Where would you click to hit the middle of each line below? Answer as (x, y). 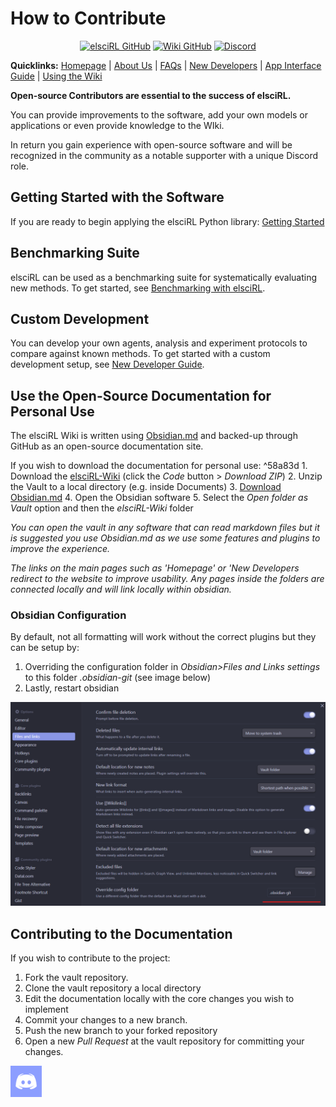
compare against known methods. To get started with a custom (140, 354)
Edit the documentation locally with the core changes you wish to (159, 999)
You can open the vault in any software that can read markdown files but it (165, 528)
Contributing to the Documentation (121, 933)
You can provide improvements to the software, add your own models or (159, 114)
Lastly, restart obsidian (72, 688)
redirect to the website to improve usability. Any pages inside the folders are (167, 579)
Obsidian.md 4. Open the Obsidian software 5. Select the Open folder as (159, 498)
